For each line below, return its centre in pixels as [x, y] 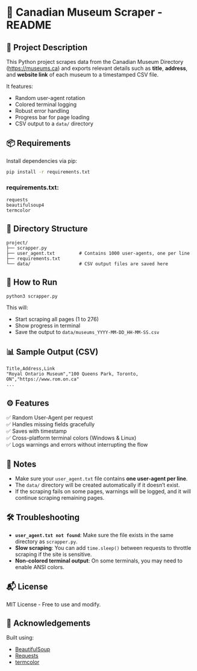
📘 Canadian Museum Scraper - [84, 12]
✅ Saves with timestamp [37, 431]
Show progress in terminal [47, 326]
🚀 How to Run [32, 282]
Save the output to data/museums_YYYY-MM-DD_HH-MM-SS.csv [87, 332]
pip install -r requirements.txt [48, 172]
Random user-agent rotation [50, 98]
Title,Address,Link [31, 369]
